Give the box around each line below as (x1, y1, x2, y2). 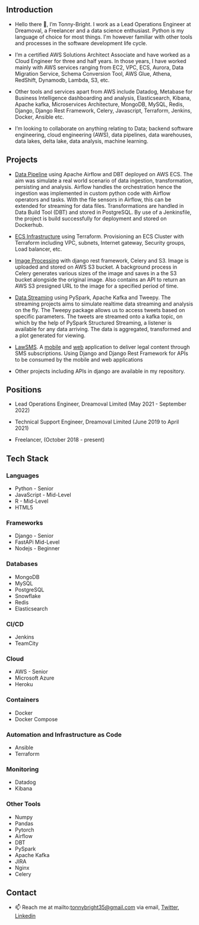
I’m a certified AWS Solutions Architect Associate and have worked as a (14, 51, 190, 58)
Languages (6, 471, 40, 479)
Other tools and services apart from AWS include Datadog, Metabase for (14, 88, 193, 95)
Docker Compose (14, 715, 58, 722)
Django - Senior (14, 532, 54, 540)
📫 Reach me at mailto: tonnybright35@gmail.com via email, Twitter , (14, 904, 179, 911)
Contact (6, 887, 37, 898)
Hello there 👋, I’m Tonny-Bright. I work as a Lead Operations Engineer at (14, 20, 191, 27)
